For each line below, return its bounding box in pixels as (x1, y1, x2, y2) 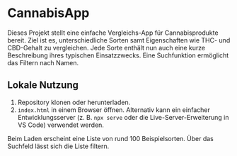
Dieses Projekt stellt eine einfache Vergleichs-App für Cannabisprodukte (7, 28, 219, 37)
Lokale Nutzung (7, 79, 79, 91)
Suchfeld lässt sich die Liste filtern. (7, 142, 110, 150)
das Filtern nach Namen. (7, 58, 79, 67)
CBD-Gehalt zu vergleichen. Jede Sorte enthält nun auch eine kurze (7, 43, 206, 52)
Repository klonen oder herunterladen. (17, 98, 131, 106)
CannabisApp (7, 5, 90, 21)
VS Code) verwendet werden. (17, 121, 105, 129)
